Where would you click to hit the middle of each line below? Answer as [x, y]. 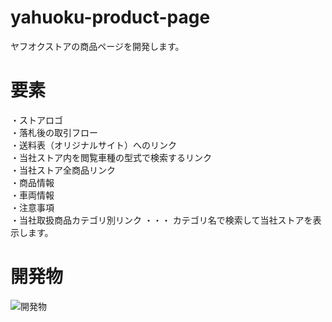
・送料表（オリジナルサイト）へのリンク [93, 145]
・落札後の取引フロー [54, 132]
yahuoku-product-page [110, 17]
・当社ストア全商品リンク [63, 170]
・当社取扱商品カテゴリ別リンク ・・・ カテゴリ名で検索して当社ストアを [161, 220]
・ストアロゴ [36, 120]
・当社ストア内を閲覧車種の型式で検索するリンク [111, 157]
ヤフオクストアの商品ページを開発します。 [97, 46]
